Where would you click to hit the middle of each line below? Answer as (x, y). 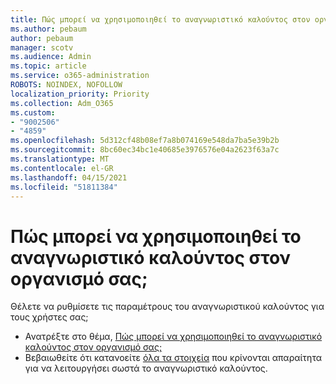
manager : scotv (42, 47)
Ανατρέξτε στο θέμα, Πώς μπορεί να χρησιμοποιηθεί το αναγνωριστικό (173, 337)
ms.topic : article (48, 66)
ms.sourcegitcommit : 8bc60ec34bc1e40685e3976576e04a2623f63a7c (145, 150)
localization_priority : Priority (80, 94)
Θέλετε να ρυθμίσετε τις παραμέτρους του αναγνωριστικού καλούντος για (167, 307)
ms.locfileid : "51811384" (64, 187)
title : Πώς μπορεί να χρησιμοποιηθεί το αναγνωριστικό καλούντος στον (160, 19)
